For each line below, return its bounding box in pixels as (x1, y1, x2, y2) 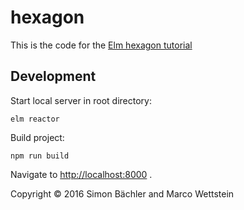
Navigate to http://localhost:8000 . (10, 168, 153, 180)
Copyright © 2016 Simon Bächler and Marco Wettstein (10, 187, 235, 200)
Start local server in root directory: (10, 94, 152, 106)
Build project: (10, 131, 65, 143)
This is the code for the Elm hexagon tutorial (10, 39, 193, 51)
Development (10, 68, 97, 85)
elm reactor (10, 114, 60, 124)
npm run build (10, 151, 70, 161)
